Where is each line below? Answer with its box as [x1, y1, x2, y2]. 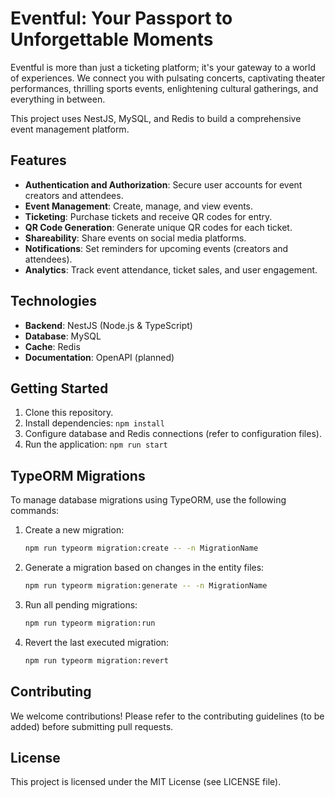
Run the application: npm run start [24, 438, 168, 451]
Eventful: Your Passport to [10, 7, 233, 30]
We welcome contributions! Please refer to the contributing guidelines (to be [10, 710, 325, 722]
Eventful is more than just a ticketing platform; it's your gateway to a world [10, 61, 317, 73]
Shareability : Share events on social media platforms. [24, 232, 247, 244]
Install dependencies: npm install [24, 417, 165, 429]
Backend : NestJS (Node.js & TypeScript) [24, 319, 193, 331]
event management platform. [10, 123, 130, 135]
